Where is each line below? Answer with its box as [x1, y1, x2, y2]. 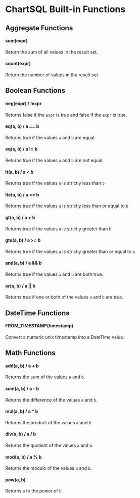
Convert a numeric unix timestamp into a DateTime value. [5, 334, 125, 340]
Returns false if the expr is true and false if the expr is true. [5, 112, 127, 118]
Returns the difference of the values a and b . [5, 396, 98, 403]
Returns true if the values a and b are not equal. [5, 157, 104, 163]
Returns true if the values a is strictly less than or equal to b [5, 203, 128, 209]
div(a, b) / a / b [5, 431, 36, 437]
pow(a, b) [5, 476, 26, 483]
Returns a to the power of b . [5, 488, 63, 494]
